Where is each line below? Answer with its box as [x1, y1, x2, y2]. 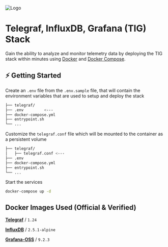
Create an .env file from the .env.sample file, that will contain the [5, 87, 141, 93]
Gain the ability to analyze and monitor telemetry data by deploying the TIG [5, 50, 163, 56]
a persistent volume [5, 136, 47, 142]
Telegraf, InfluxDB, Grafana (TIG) [5, 23, 147, 34]
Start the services [5, 179, 43, 185]
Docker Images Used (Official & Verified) [5, 203, 136, 212]
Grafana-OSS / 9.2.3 [5, 236, 50, 242]
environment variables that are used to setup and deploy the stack [5, 92, 145, 99]
